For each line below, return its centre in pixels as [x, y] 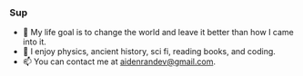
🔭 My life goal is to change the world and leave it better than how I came [158, 33]
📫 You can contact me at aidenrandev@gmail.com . [119, 62]
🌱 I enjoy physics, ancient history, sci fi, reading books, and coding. [149, 52]
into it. [35, 42]
